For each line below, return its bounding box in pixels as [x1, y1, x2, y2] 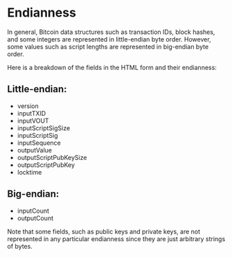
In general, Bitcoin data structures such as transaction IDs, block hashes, [7, 28, 215, 36]
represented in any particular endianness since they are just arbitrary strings [7, 234, 226, 243]
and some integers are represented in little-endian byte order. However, [7, 35, 211, 43]
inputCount [17, 206, 50, 215]
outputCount [17, 213, 54, 222]
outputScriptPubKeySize [17, 153, 87, 161]
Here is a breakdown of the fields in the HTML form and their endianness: [7, 63, 217, 71]
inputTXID [17, 109, 46, 117]
